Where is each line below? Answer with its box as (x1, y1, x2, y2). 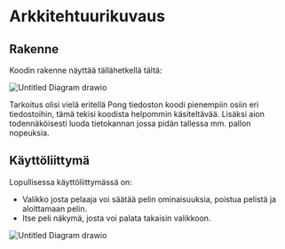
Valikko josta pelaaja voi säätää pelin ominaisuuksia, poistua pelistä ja (21, 193, 277, 205)
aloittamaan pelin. (21, 203, 87, 214)
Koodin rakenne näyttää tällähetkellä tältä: (9, 65, 162, 75)
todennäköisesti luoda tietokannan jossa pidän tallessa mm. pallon (9, 118, 251, 128)
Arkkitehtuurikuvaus (9, 6, 166, 27)
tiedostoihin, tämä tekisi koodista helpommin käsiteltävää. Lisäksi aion (9, 109, 265, 119)
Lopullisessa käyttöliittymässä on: (9, 176, 133, 187)
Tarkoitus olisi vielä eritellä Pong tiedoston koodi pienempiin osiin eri (9, 99, 259, 110)
